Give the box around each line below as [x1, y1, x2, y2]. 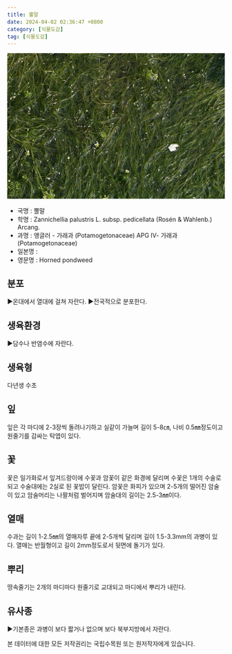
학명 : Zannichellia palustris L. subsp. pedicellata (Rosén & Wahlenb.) [17, 215, 213, 223]
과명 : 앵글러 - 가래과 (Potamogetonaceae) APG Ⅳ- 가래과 [17, 231, 178, 239]
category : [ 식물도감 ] [7, 26, 64, 32]
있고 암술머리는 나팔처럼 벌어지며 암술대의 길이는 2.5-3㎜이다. [14, 491, 182, 499]
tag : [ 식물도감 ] [7, 33, 48, 40]
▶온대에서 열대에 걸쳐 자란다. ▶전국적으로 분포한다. [7, 297, 147, 306]
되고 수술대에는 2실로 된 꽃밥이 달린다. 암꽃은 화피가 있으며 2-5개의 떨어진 [7, 482, 207, 490]
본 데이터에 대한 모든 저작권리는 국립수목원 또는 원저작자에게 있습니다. [7, 639, 195, 648]
